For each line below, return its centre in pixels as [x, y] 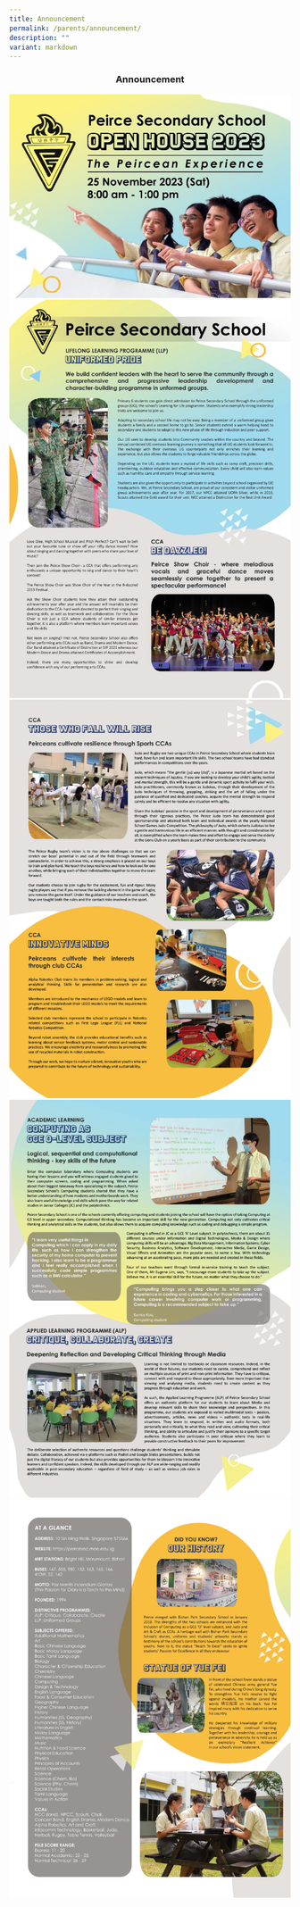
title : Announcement [48, 19]
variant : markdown [43, 47]
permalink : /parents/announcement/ [75, 28]
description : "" [39, 37]
